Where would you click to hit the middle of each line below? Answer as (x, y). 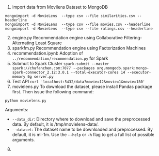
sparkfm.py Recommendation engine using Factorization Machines (79, 48)
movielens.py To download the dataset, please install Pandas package (82, 87)
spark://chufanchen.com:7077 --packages (53, 68)
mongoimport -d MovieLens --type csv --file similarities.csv (70, 16)
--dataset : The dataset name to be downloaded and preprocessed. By (82, 129)
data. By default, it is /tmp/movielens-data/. (55, 124)
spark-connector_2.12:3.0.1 (40, 72)
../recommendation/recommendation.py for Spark (60, 58)
